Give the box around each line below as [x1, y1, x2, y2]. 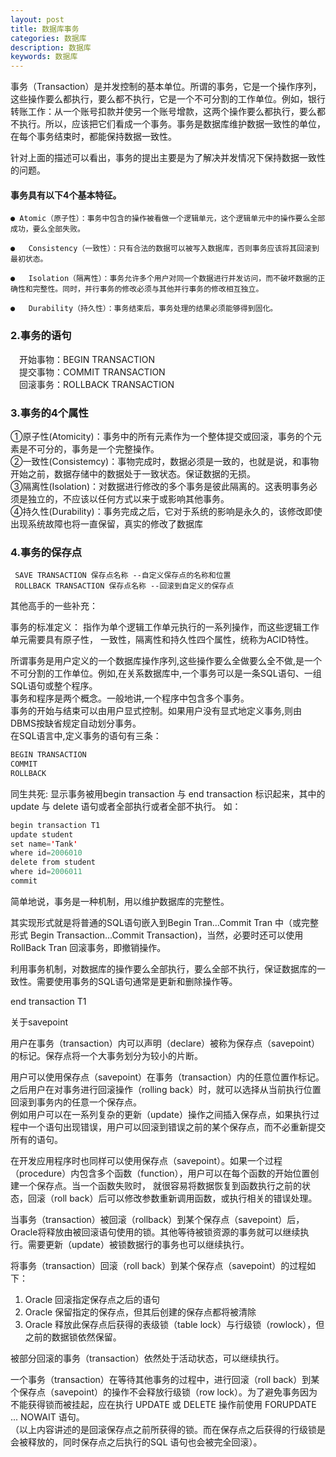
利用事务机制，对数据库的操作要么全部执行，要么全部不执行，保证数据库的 [10, 962, 317, 975]
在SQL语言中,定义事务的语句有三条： [10, 730, 162, 742]
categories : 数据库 [10, 33, 87, 43]
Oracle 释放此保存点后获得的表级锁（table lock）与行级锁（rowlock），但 [24, 1318, 325, 1330]
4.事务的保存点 [10, 545, 83, 559]
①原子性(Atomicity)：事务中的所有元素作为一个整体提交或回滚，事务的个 [10, 430, 313, 442]
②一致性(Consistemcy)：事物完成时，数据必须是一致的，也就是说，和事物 [10, 455, 320, 467]
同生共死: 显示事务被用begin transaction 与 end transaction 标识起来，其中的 [10, 787, 326, 800]
